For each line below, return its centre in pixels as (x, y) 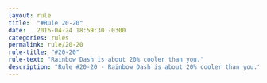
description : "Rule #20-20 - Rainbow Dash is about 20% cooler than (124, 67)
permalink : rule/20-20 (46, 45)
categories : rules (39, 38)
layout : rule (30, 15)
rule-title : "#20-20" (44, 52)
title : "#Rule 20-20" (46, 23)
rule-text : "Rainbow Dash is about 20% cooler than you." (106, 60)
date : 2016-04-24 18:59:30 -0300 (67, 30)
